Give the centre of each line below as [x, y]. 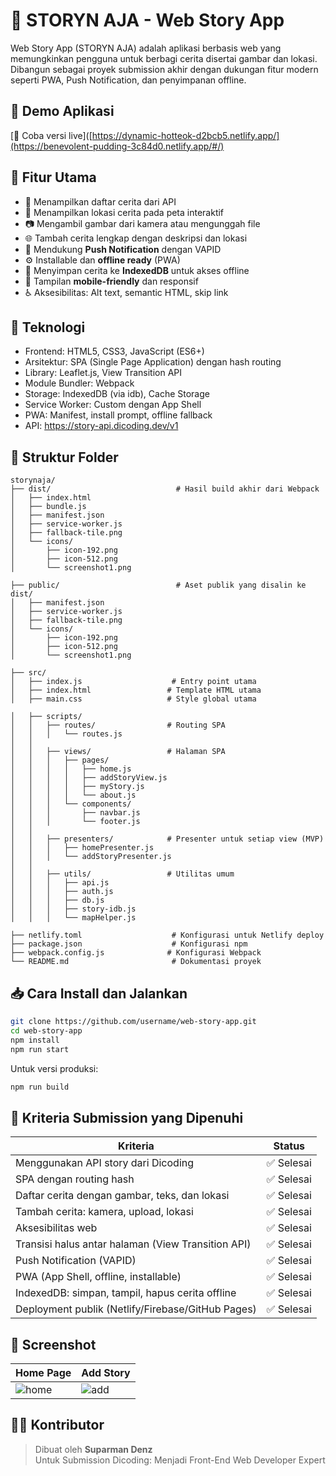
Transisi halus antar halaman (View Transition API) [133, 1244]
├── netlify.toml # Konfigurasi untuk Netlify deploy [167, 935]
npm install [35, 1040]
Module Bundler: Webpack [79, 383]
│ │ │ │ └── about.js [73, 795]
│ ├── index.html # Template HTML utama [136, 690]
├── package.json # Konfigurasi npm [129, 944]
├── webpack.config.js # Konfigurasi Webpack [136, 953]
